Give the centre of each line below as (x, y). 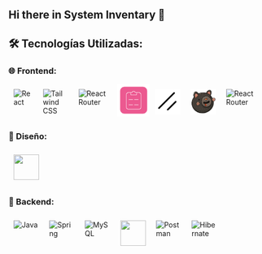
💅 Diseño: (28, 136)
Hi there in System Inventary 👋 (87, 15)
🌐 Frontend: (33, 71)
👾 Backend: (31, 202)
